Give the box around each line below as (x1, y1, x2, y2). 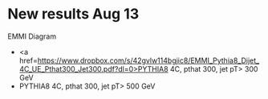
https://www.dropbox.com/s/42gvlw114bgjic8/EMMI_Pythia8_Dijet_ (37, 56, 260, 65)
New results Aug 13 (7, 5, 140, 23)
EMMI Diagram (7, 31, 57, 41)
